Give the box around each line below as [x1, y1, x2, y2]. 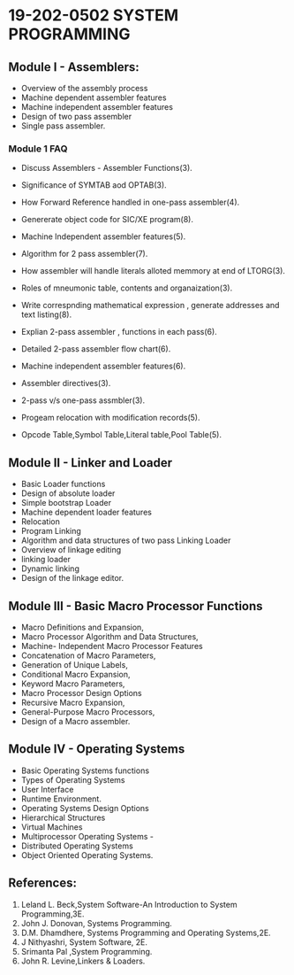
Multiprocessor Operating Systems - [20, 831, 155, 841]
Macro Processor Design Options [20, 687, 142, 698]
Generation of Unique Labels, [20, 659, 129, 669]
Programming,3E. [20, 909, 85, 919]
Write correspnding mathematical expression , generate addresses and [20, 300, 280, 311]
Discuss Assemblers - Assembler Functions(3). [20, 163, 193, 174]
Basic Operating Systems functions [20, 765, 150, 776]
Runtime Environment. [20, 793, 102, 804]
